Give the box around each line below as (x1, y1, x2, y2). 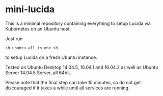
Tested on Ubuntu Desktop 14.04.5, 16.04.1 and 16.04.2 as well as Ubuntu (5, 64, 158, 70)
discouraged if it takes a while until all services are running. (5, 85, 130, 91)
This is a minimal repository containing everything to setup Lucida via (5, 20, 151, 26)
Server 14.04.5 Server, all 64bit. (5, 70, 71, 76)
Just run (5, 36, 23, 42)
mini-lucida (5, 4, 55, 15)
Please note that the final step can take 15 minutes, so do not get (5, 79, 141, 85)
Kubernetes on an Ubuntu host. (5, 25, 71, 31)
